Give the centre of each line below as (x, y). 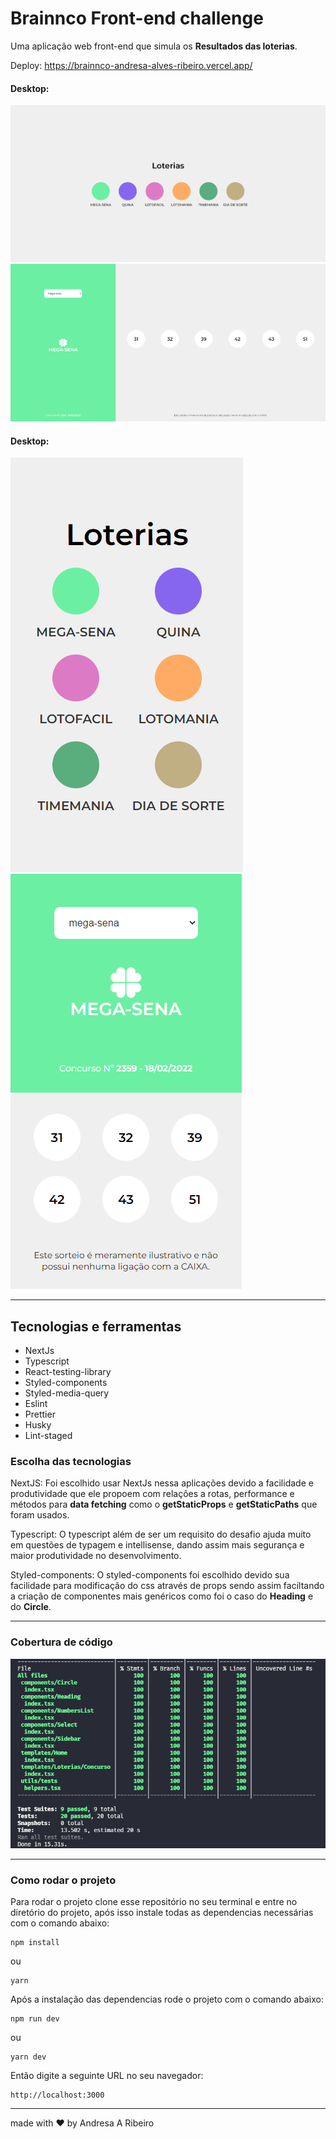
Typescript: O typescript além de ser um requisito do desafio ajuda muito (161, 1534)
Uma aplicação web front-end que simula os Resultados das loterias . (154, 46)
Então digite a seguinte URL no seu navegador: (107, 2076)
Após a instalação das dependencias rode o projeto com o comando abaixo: (167, 1999)
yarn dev (28, 2057)
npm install (35, 1943)
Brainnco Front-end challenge (137, 18)
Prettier (40, 1414)
